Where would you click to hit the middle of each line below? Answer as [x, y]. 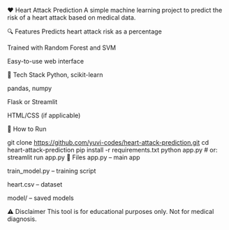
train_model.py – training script [52, 171]
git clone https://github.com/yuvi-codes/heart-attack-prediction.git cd [108, 142]
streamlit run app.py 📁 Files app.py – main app [74, 157]
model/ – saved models [41, 198]
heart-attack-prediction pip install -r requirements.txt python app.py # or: [112, 150]
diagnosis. [22, 219]
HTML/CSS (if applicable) [44, 115]
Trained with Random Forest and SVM [62, 48]
